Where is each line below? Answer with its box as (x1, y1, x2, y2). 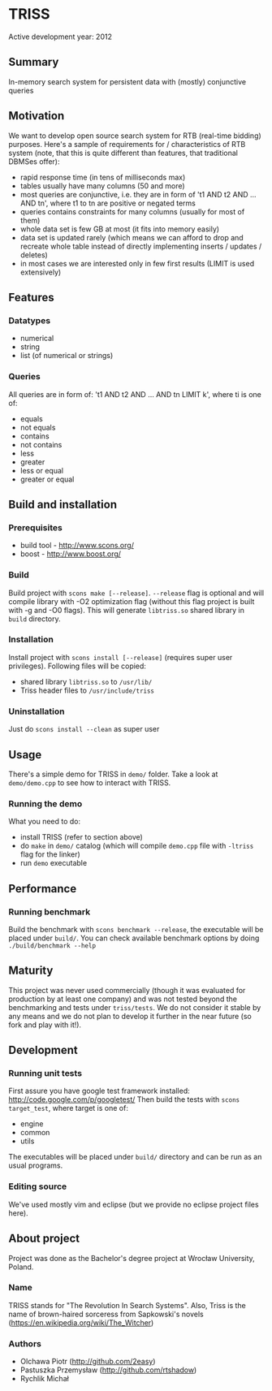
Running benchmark (8, 906, 91, 918)
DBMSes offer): (8, 156, 60, 166)
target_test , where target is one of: (8, 1104, 128, 1113)
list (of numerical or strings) (19, 351, 114, 361)
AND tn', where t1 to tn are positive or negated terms (19, 198, 196, 208)
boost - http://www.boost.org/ (19, 549, 122, 559)
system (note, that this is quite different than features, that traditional (8, 148, 238, 158)
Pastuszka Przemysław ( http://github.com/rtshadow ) (19, 1365, 197, 1375)
